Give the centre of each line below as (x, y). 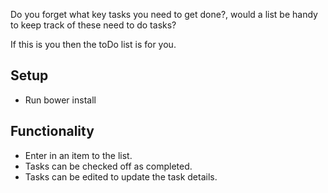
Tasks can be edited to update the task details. (121, 176)
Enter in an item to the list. (78, 155)
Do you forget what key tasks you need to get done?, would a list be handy (164, 14)
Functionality (52, 131)
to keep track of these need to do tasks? (93, 25)
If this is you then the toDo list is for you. (93, 44)
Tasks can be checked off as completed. (108, 166)
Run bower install (60, 100)
